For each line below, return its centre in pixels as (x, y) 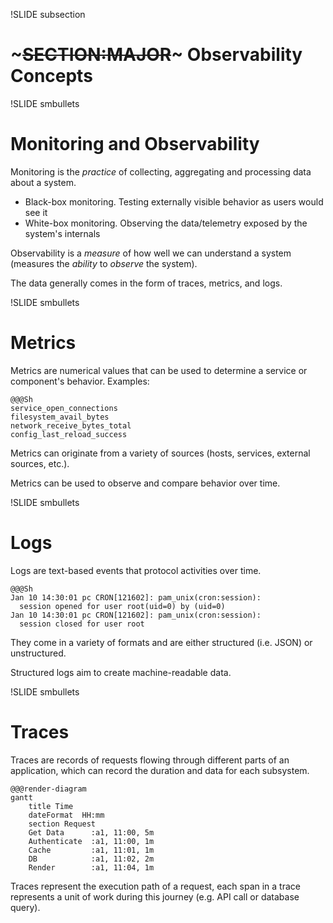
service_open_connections (64, 408)
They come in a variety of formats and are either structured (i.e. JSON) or (161, 642)
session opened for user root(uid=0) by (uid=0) (122, 606)
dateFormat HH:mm (66, 815)
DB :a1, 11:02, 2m (91, 859)
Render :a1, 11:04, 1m (91, 867)
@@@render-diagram (48, 789)
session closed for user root (82, 624)
